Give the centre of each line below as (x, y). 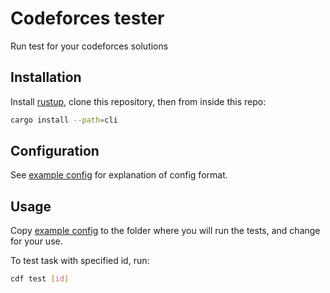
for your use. (36, 241)
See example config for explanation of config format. (119, 175)
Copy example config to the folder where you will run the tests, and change (165, 231)
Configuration (55, 151)
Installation (46, 77)
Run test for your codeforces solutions (89, 46)
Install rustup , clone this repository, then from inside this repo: (138, 101)
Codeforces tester (87, 18)
